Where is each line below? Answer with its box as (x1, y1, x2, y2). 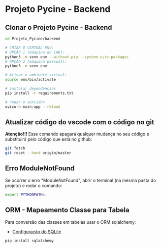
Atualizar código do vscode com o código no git (5, 118, 154, 126)
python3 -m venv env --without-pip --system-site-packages (5, 54, 129, 59)
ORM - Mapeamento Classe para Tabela (5, 206, 129, 214)
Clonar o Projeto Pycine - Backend (5, 23, 112, 32)
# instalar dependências (5, 86, 56, 91)
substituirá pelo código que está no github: (5, 136, 92, 142)
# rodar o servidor (5, 99, 45, 104)
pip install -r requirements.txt (5, 91, 74, 96)
